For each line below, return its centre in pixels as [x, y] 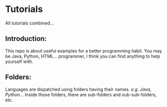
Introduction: [26, 39]
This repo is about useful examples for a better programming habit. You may [84, 50]
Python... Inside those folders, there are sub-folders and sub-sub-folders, [81, 94]
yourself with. [19, 61]
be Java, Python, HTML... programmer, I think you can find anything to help [83, 56]
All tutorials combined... [29, 23]
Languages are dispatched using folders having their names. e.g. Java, [78, 89]
